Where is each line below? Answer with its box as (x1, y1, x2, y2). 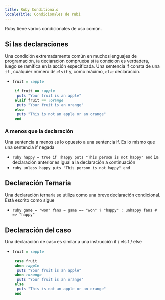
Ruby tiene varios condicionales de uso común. (5, 25, 102, 31)
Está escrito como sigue (5, 197, 55, 203)
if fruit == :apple (14, 89, 55, 94)
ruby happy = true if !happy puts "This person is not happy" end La (12, 154, 159, 160)
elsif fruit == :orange (14, 98, 64, 103)
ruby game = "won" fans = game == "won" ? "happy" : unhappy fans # (12, 208, 157, 213)
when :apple (14, 263, 40, 268)
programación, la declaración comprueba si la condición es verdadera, (5, 58, 150, 64)
